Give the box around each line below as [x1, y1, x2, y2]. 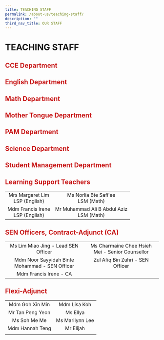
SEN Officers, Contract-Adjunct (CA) [5, 228, 119, 237]
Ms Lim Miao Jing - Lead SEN [10, 242, 79, 249]
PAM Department [5, 128, 59, 136]
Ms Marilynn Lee [56, 317, 94, 323]
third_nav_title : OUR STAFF [5, 21, 62, 26]
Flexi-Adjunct [5, 287, 47, 295]
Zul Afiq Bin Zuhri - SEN [93, 256, 149, 263]
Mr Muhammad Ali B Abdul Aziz [55, 205, 128, 212]
